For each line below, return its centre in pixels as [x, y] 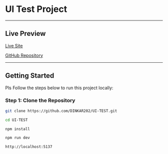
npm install [17, 129]
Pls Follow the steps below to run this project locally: [59, 88]
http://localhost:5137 [29, 147]
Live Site [14, 45]
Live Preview [25, 34]
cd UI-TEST [16, 120]
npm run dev [17, 138]
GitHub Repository [24, 55]
